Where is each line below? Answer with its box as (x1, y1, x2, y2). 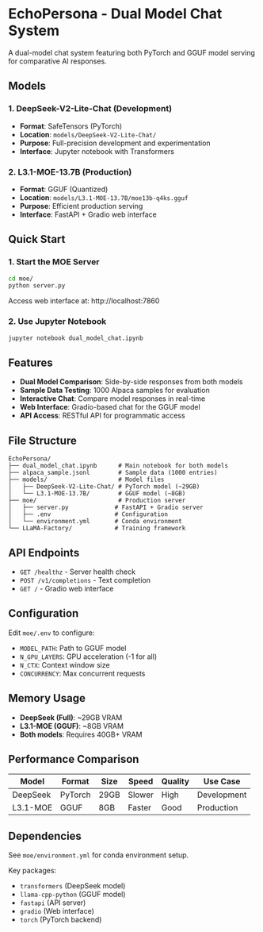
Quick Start (8, 233, 66, 246)
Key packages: (8, 866, 57, 876)
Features (8, 356, 53, 369)
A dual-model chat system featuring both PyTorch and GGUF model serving (8, 48, 256, 57)
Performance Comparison (8, 752, 139, 766)
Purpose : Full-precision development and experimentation (19, 138, 212, 148)
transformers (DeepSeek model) (19, 881, 126, 891)
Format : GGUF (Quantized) (19, 184, 109, 194)
